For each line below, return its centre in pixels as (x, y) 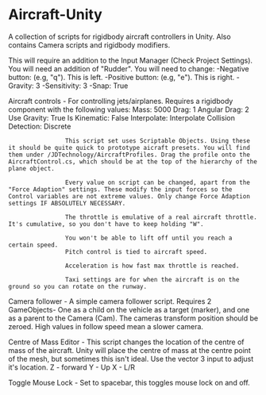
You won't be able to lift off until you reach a (148, 238)
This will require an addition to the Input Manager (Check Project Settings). (130, 60)
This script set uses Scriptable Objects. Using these (157, 140)
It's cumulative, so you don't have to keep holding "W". (106, 224)
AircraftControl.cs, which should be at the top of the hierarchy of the (133, 161)
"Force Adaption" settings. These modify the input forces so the (120, 189)
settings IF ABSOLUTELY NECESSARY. (67, 203)
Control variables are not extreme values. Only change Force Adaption (129, 196)
